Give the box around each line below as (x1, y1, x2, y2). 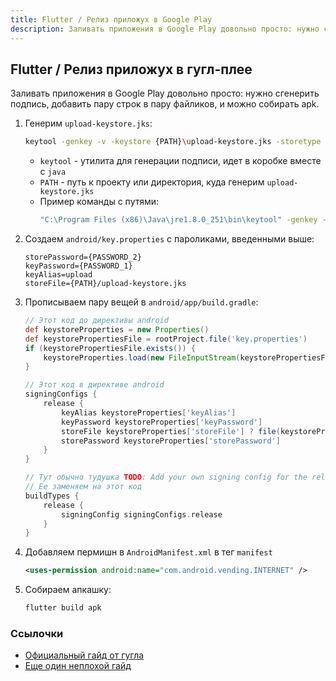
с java (39, 166, 67, 178)
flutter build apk (24, 603, 102, 613)
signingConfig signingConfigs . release (61, 509, 223, 520)
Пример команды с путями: (39, 196, 160, 208)
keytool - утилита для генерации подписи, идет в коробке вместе (39, 155, 322, 167)
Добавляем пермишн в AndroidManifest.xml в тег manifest (24, 546, 273, 558)
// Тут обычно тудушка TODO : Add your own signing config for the (24, 472, 308, 483)
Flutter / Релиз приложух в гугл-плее (10, 61, 253, 78)
